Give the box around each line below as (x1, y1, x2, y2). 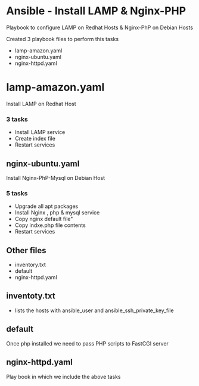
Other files (6, 245, 46, 256)
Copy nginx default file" (14, 216, 73, 223)
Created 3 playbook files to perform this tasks (6, 35, 119, 42)
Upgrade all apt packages (14, 203, 79, 210)
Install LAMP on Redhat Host (6, 100, 76, 107)
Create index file (14, 135, 55, 142)
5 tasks (6, 189, 28, 197)
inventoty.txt (6, 291, 55, 301)
